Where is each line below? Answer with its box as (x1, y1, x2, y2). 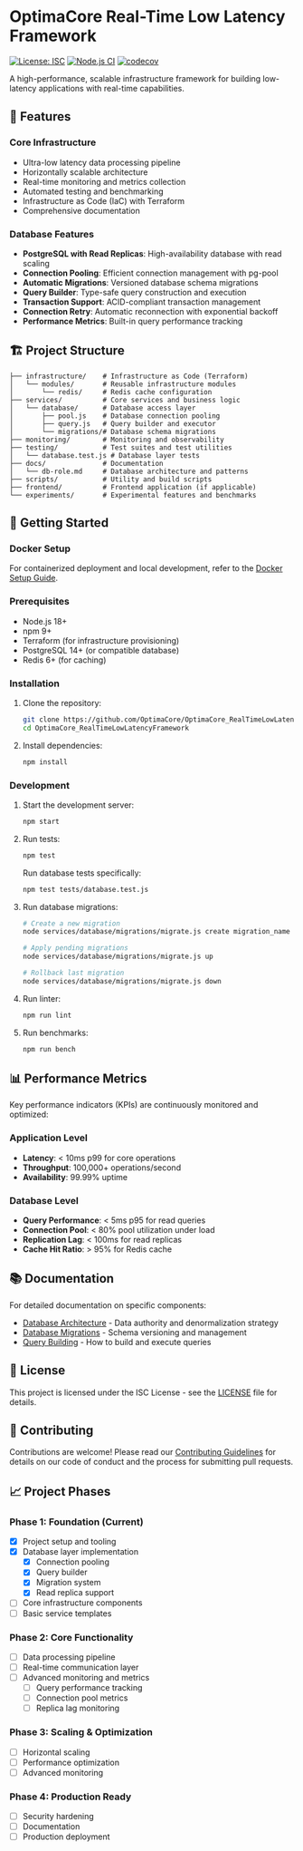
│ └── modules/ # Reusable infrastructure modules (9, 379, 237, 389)
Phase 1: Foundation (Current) (9, 1516, 144, 1528)
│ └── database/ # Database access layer (9, 403, 196, 412)
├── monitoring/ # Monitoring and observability (9, 435, 224, 444)
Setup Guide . (9, 573, 59, 584)
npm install (22, 757, 68, 767)
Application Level (9, 1131, 88, 1144)
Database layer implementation (22, 1546, 138, 1557)
